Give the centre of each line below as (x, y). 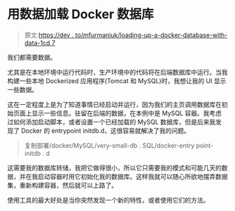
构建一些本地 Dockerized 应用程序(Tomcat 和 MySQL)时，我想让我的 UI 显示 (117, 80)
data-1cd (37, 43)
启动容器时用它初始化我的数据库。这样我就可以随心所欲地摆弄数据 (133, 176)
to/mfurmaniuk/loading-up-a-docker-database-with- (151, 35)
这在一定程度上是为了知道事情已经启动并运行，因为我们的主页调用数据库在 (114, 104)
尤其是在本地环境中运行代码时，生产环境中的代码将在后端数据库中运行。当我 (117, 72)
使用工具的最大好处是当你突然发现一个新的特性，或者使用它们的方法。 (108, 200)
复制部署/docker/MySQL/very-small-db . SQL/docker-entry (109, 145)
